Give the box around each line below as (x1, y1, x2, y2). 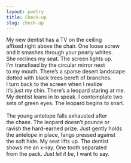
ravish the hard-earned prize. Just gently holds (6, 125, 123, 132)
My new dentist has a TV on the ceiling (6, 36, 102, 44)
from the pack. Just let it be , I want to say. (6, 150, 109, 158)
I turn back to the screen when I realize (6, 81, 103, 88)
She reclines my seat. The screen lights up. (6, 55, 112, 63)
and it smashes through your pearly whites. (6, 49, 113, 56)
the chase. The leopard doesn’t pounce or (6, 119, 110, 126)
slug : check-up (6, 20, 44, 26)
